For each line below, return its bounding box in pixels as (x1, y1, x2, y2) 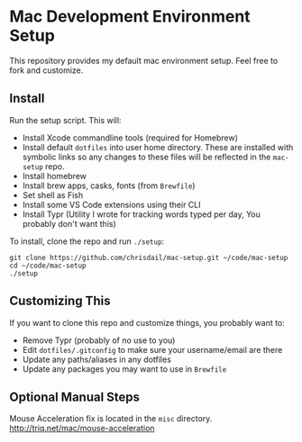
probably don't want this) (22, 218, 117, 229)
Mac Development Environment (9, 6, 251, 27)
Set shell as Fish (22, 189, 84, 200)
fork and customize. (9, 65, 84, 76)
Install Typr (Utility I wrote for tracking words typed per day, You (22, 209, 261, 220)
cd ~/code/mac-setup (9, 261, 87, 270)
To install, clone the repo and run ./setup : (9, 236, 165, 247)
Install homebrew (22, 170, 87, 181)
